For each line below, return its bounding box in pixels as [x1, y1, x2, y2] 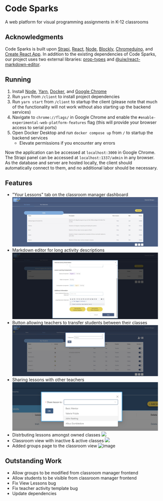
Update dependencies [12, 490, 57, 496]
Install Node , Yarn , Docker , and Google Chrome [12, 88, 107, 94]
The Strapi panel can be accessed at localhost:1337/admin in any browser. [5, 154, 155, 160]
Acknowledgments [5, 33, 64, 41]
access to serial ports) [12, 124, 57, 130]
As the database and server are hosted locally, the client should [5, 160, 132, 166]
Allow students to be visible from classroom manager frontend [12, 475, 137, 481]
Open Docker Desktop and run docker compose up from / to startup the [12, 130, 153, 135]
